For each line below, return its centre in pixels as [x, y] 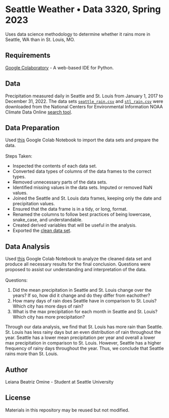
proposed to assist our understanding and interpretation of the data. [76, 270]
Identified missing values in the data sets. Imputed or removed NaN [82, 187]
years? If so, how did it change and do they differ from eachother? [81, 295]
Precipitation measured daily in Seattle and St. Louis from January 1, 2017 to [84, 96]
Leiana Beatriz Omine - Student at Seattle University [60, 382]
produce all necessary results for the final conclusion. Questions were [78, 264]
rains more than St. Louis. [32, 354]
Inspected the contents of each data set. [55, 166]
